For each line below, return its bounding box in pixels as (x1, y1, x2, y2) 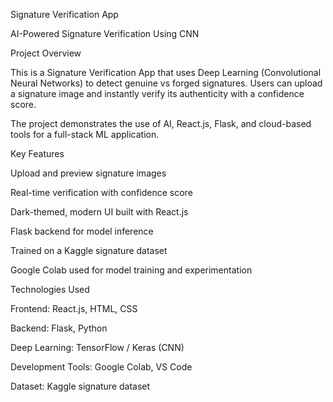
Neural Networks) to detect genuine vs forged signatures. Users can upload (10, 77, 323, 89)
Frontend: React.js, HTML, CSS (10, 303, 138, 314)
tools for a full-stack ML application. (10, 129, 160, 140)
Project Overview (10, 47, 82, 59)
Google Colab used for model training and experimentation (10, 264, 253, 276)
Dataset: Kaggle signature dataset (10, 380, 151, 392)
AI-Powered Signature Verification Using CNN (10, 28, 200, 39)
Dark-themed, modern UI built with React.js (10, 206, 189, 218)
